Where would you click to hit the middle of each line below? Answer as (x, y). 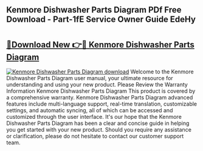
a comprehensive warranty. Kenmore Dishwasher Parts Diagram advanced (100, 97)
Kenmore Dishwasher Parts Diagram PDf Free (94, 10)
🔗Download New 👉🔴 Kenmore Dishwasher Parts (100, 45)
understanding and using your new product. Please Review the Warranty (97, 85)
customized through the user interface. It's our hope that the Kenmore (94, 117)
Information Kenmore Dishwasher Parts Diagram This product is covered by (101, 91)
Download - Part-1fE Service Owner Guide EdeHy (101, 20)
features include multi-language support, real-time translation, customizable (102, 104)
